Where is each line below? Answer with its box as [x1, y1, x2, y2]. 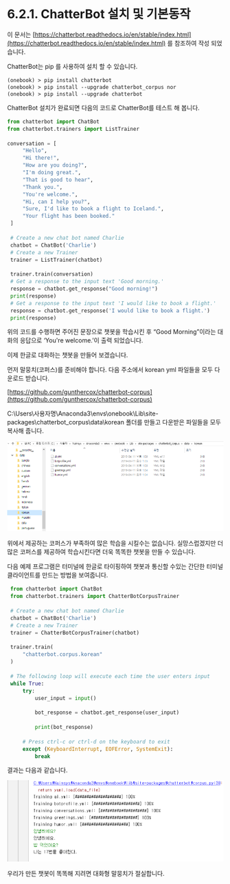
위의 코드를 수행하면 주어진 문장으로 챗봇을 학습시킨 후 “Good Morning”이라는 [7, 328, 216, 336]
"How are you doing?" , [22, 162, 88, 169]
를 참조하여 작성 [167, 39, 210, 47]
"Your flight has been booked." [22, 213, 115, 220]
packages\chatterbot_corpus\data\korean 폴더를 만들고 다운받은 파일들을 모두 [7, 418, 222, 426]
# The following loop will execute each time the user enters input [10, 672, 211, 679]
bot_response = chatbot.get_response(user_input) [34, 709, 180, 717]
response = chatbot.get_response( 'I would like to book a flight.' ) [10, 307, 211, 314]
